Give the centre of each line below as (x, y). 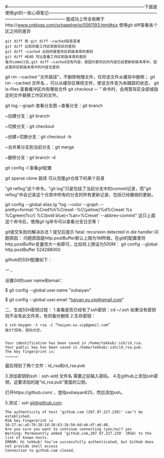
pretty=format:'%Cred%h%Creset (40, 209)
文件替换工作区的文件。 (37, 95)
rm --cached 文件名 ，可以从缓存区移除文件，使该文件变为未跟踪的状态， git (82, 83)
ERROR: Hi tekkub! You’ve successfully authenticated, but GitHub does (79, 442)
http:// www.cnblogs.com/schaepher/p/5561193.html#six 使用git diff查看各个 (81, 25)
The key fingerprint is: (30, 352)
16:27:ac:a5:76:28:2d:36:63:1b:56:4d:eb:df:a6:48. (58, 425)
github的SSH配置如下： (29, 260)
